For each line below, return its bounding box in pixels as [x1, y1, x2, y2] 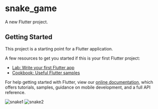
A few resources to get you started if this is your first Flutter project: [5, 55, 140, 61]
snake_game [5, 3, 57, 14]
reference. [5, 89, 26, 95]
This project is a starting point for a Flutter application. [5, 46, 113, 51]
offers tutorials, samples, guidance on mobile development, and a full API [5, 84, 151, 90]
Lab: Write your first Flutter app [12, 64, 75, 70]
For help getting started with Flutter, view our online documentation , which [5, 79, 154, 85]
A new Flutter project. [5, 19, 48, 25]
